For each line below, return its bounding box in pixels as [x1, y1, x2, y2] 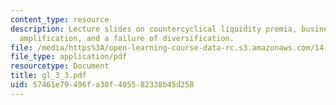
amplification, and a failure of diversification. [19, 33, 235, 43]
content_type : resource [10, 14, 110, 25]
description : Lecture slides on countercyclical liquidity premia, [10, 24, 298, 34]
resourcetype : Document [10, 61, 110, 71]
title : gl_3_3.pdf [10, 71, 87, 81]
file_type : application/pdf [10, 52, 128, 62]
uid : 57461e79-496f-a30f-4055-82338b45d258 [10, 80, 195, 90]
